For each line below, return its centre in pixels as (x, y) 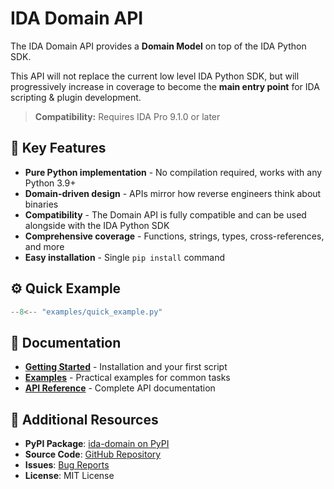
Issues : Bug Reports (67, 465)
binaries (41, 204)
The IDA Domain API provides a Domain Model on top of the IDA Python (158, 46)
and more (44, 246)
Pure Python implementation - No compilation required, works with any (173, 172)
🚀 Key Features (58, 148)
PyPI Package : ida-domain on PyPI (97, 444)
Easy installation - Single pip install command (124, 257)
